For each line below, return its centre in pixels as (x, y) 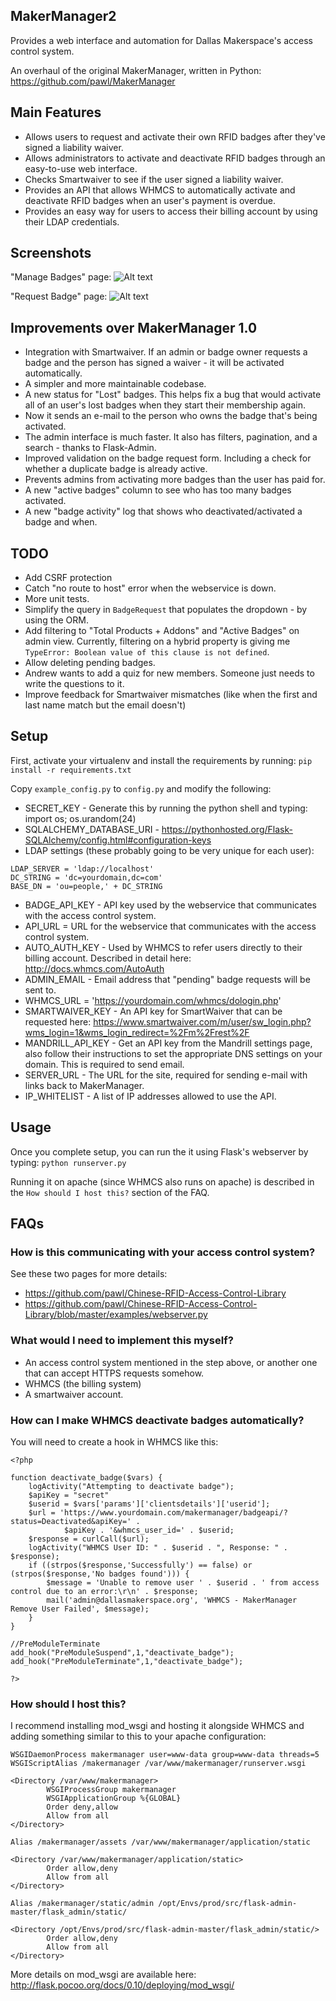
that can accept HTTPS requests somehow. (114, 1373)
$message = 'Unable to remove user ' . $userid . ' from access (183, 1582)
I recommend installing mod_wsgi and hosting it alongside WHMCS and (157, 1726)
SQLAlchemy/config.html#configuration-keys (118, 840)
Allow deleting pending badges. (90, 663)
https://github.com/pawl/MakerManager (93, 81)
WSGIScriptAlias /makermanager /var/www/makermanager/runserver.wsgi (158, 1764)
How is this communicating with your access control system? (163, 1252)
